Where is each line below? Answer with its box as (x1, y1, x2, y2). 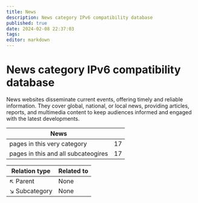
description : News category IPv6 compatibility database (6, 14, 153, 21)
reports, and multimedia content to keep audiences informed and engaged (6, 108, 192, 115)
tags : (6, 31, 20, 37)
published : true (6, 20, 47, 26)
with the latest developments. (6, 115, 80, 122)
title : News (6, 8, 36, 15)
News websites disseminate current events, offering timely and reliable (6, 95, 183, 103)
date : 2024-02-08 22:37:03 (6, 25, 74, 32)
